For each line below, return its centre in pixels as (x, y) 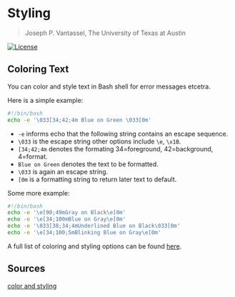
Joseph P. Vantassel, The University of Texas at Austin (105, 33)
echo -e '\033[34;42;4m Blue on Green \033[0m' (80, 120)
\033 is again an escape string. (63, 171)
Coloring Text (38, 69)
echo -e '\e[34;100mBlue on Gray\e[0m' (67, 219)
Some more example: (39, 193)
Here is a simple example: (45, 100)
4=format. (32, 156)
